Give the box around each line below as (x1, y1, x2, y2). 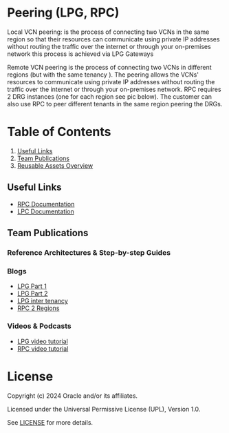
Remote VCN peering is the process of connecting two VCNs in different (7, 63, 212, 71)
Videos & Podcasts (7, 321, 72, 331)
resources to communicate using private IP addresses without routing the (7, 77, 215, 86)
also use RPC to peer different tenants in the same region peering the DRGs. (7, 99, 223, 108)
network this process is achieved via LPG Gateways (7, 50, 154, 58)
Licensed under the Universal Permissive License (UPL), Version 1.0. (7, 405, 201, 413)
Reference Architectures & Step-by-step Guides (7, 248, 171, 257)
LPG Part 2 (17, 289, 48, 298)
